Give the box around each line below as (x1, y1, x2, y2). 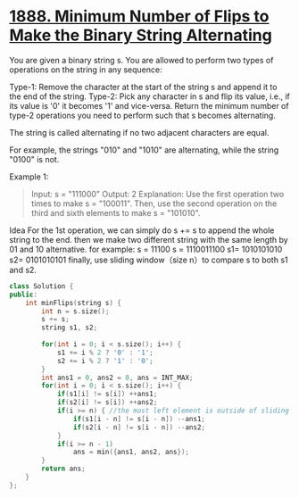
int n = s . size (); (41, 306, 110, 316)
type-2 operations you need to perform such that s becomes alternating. (9, 110, 277, 120)
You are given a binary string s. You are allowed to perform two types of (9, 54, 274, 65)
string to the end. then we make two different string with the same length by (9, 234, 288, 245)
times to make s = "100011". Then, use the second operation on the (30, 198, 278, 209)
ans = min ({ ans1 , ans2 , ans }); (72, 448, 190, 457)
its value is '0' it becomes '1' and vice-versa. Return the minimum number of (9, 100, 289, 111)
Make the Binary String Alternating (9, 25, 272, 46)
